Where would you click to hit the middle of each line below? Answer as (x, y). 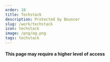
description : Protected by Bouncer (43, 19)
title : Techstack (23, 15)
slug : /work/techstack (29, 24)
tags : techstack (22, 38)
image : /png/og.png (26, 33)
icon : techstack (22, 29)
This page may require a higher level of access (55, 54)
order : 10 (16, 10)
